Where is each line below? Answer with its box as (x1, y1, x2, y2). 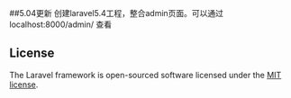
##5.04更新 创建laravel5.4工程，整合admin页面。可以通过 (9, 8, 223, 18)
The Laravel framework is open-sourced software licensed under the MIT (9, 69, 282, 80)
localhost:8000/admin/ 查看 (9, 19, 113, 30)
